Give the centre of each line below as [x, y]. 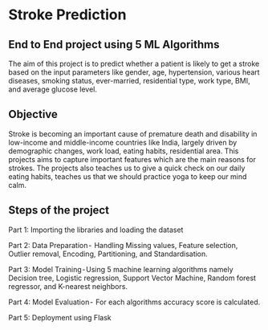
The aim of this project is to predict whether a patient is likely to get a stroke [134, 63]
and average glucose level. [53, 89]
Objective [33, 114]
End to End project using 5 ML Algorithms [114, 45]
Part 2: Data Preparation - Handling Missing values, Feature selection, [123, 245]
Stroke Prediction [67, 15]
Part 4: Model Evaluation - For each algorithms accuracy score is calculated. [134, 302]
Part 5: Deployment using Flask [60, 317]
